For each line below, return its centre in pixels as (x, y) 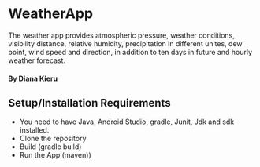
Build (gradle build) (50, 147)
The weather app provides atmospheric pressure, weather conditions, (121, 35)
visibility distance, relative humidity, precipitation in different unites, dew (125, 43)
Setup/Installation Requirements (89, 103)
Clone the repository (53, 139)
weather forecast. (37, 60)
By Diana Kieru (33, 78)
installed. (34, 130)
